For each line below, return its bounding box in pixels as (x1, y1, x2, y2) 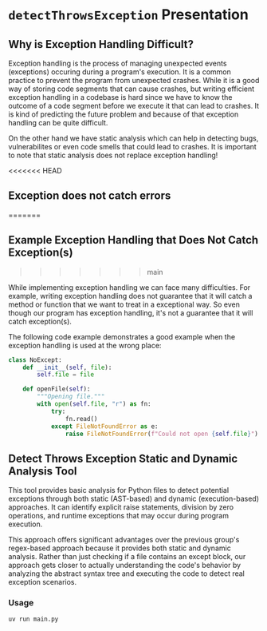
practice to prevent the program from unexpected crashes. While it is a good (8, 76, 260, 85)
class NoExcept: (8, 355, 62, 364)
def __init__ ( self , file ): (22, 363, 112, 371)
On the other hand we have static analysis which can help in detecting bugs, (8, 133, 259, 143)
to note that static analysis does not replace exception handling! (8, 150, 218, 160)
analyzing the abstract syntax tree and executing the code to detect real (8, 569, 245, 578)
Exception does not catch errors (8, 189, 171, 203)
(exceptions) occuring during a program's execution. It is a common (8, 67, 231, 77)
